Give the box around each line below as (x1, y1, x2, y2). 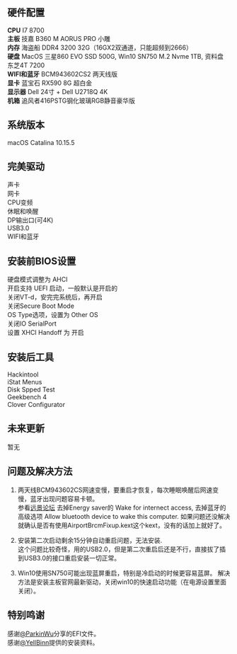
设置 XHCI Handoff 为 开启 (7, 328, 85, 337)
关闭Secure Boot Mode (7, 302, 74, 310)
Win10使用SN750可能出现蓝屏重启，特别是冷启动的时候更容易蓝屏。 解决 (17, 568, 231, 577)
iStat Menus (7, 378, 42, 386)
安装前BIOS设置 (7, 255, 76, 267)
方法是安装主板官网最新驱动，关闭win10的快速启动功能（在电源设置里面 (17, 578, 226, 586)
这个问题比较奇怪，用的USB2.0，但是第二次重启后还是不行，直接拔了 (17, 544, 220, 553)
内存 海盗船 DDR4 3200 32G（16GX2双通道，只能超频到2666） (7, 43, 192, 52)
